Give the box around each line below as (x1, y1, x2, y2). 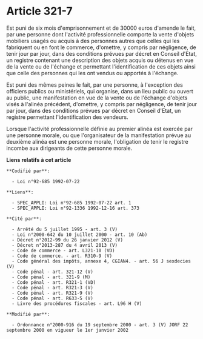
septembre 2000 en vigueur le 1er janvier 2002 (6, 327, 129, 333)
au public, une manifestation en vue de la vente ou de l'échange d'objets (6, 94, 188, 101)
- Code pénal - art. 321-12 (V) (12, 269, 94, 275)
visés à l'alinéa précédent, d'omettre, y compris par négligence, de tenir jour (6, 100, 198, 107)
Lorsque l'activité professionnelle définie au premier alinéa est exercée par (6, 125, 193, 132)
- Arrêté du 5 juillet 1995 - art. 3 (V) (12, 226, 118, 232)
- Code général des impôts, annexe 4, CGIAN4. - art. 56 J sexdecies (12, 258, 191, 264)
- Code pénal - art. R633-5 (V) (12, 295, 94, 301)
